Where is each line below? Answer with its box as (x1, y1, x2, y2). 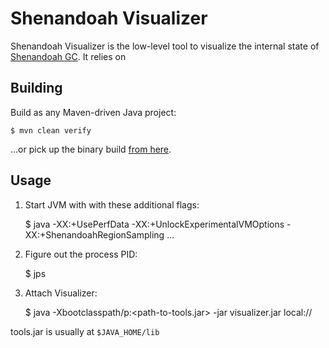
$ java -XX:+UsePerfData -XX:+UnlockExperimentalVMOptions (24, 218, 285, 230)
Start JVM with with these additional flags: (24, 198, 200, 211)
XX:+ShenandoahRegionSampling (24, 228, 165, 241)
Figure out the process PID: (24, 248, 138, 260)
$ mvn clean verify (10, 125, 92, 136)
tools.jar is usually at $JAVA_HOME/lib (10, 325, 160, 337)
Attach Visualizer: (24, 287, 98, 299)
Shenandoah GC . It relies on (10, 50, 127, 62)
